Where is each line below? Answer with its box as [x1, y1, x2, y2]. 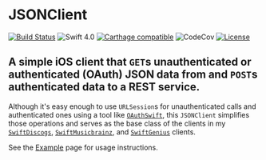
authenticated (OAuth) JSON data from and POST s [8, 68, 258, 82]
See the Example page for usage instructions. [8, 142, 158, 152]
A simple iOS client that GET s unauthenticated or [8, 55, 252, 69]
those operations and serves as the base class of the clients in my [8, 118, 226, 128]
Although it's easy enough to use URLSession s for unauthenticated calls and [8, 102, 257, 111]
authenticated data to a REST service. [8, 80, 200, 94]
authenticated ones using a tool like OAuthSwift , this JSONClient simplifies [8, 110, 250, 119]
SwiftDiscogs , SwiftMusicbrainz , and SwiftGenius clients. [8, 126, 196, 137]
